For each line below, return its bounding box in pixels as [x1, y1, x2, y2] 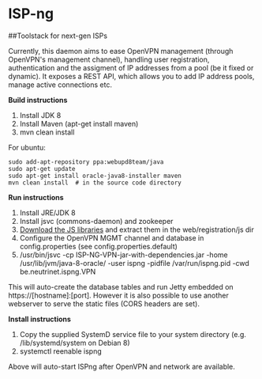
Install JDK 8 [19, 110, 62, 119]
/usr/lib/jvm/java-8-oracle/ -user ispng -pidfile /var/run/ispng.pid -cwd [19, 258, 250, 267]
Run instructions [8, 192, 65, 202]
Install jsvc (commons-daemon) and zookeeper [19, 216, 174, 226]
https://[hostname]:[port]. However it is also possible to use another [8, 290, 229, 300]
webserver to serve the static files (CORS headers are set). [8, 298, 200, 309]
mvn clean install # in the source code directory [8, 179, 182, 187]
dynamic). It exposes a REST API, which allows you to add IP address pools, [8, 71, 255, 81]
